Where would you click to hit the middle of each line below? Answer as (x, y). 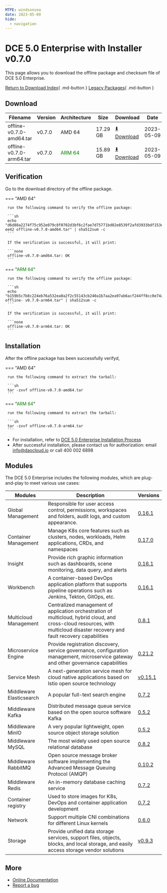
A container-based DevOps (80, 578)
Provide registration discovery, (84, 644)
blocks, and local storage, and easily (90, 844)
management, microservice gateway (90, 657)
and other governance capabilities (88, 663)
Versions (148, 496)
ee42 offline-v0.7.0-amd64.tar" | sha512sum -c (55, 229)
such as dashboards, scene (80, 564)
